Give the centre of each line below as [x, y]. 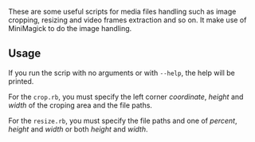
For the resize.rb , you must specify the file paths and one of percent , [123, 120]
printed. [21, 81]
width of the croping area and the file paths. [80, 105]
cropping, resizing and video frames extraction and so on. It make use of [127, 20]
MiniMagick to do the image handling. [70, 28]
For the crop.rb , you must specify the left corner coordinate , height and [126, 97]
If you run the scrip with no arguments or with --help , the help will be [122, 73]
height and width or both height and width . [78, 129]
